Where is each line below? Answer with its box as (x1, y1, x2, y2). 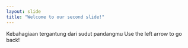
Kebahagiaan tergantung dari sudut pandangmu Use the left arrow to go (6, 30, 182, 37)
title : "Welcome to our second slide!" (6, 14, 105, 20)
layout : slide (6, 8, 42, 15)
